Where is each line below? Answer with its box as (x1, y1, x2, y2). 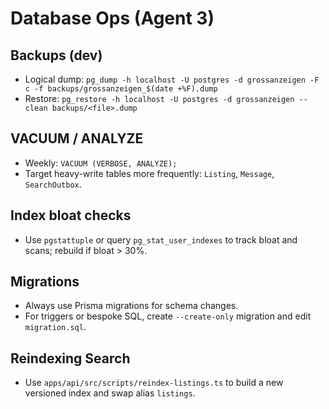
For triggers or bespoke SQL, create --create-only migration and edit (24, 310, 312, 322)
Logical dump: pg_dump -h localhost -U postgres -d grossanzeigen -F (24, 73, 320, 85)
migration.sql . (24, 321, 87, 333)
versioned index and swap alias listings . (24, 387, 196, 399)
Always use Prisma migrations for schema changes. (24, 300, 239, 312)
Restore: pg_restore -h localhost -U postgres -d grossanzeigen (24, 93, 295, 104)
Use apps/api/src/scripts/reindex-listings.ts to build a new (24, 377, 284, 389)
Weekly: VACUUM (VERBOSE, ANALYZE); (24, 157, 178, 169)
